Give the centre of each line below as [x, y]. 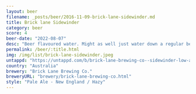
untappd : [17, 60]
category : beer [24, 28]
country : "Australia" [32, 66]
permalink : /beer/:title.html [43, 50]
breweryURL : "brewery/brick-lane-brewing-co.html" [69, 76]
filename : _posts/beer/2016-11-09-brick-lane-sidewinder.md [81, 17]
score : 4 [17, 33]
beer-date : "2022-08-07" [36, 39]
